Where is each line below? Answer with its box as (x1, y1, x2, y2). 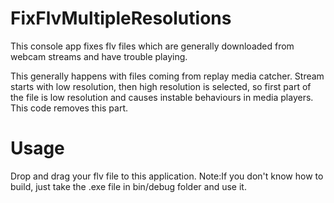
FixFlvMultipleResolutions (10, 7, 232, 30)
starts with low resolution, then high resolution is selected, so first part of (10, 80, 312, 92)
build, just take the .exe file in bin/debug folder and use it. (10, 180, 247, 192)
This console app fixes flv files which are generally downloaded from (10, 40, 295, 52)
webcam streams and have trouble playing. (10, 50, 188, 62)
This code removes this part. (10, 102, 129, 114)
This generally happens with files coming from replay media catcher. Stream (10, 70, 325, 82)
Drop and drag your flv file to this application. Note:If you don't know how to (10, 170, 324, 182)
